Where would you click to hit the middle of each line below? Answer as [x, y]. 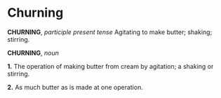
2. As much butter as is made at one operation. [75, 87]
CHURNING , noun [33, 53]
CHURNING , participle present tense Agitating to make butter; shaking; [110, 32]
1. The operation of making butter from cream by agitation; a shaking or [110, 66]
